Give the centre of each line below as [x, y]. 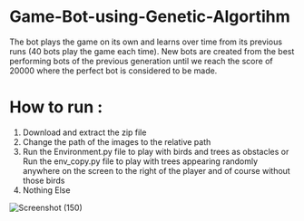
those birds [44, 180]
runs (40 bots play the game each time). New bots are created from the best [152, 51]
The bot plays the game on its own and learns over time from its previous [146, 42]
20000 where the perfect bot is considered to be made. [113, 71]
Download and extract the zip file [84, 132]
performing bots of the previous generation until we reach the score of [142, 61]
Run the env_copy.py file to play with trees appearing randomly [140, 161]
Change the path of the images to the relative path [117, 141]
